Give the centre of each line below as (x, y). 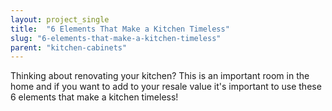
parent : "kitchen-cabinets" (69, 47)
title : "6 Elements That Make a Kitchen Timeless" (120, 29)
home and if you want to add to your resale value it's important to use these (166, 87)
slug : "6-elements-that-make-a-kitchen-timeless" (116, 38)
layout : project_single (60, 19)
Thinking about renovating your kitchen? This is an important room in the (160, 76)
